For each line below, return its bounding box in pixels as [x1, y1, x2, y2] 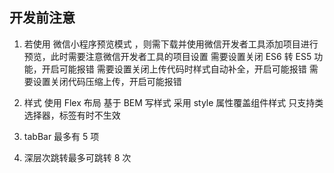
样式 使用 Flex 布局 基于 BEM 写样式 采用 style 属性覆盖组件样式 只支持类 [23, 96, 324, 108]
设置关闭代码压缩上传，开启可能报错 [32, 75, 182, 87]
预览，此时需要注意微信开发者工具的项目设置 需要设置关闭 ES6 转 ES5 [23, 50, 312, 62]
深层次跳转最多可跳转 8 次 [23, 151, 132, 163]
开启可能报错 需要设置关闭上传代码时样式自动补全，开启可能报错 [41, 63, 307, 75]
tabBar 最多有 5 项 [23, 130, 100, 142]
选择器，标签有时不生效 [23, 109, 121, 121]
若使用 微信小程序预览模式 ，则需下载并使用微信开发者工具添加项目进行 [23, 38, 319, 50]
